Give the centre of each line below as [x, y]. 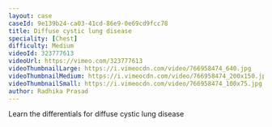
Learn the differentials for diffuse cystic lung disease [96, 114]
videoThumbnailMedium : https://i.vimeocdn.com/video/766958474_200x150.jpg [139, 76]
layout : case [30, 16]
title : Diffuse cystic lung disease [70, 31]
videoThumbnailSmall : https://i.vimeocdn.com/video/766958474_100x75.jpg [136, 83]
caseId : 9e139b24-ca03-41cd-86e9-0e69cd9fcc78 [88, 23]
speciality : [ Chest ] [43, 38]
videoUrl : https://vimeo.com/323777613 [76, 61]
